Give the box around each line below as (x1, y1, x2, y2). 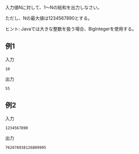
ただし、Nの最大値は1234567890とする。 (5, 15, 92, 21)
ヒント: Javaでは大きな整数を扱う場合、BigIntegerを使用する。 (5, 26, 137, 32)
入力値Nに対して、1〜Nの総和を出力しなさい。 (5, 5, 102, 10)
